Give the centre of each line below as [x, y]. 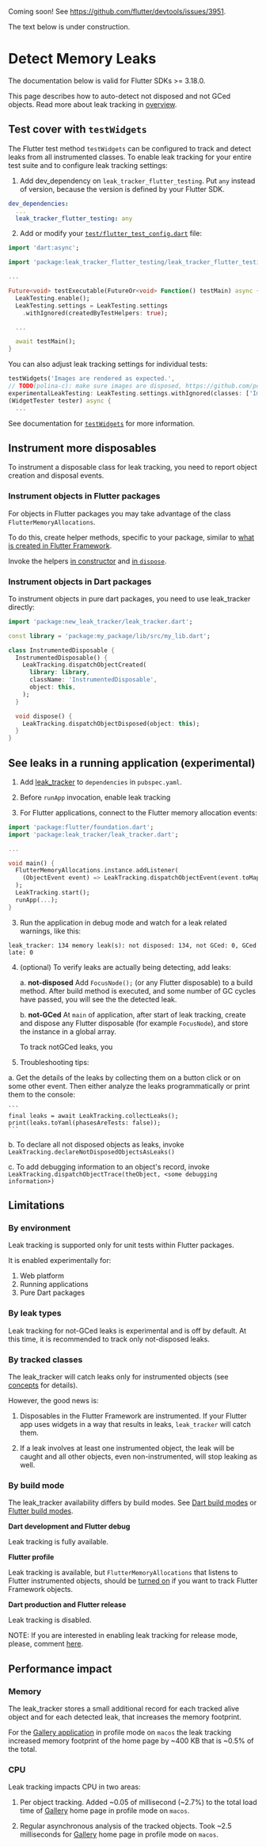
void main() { [32, 863]
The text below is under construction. [69, 27]
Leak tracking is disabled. [50, 1620]
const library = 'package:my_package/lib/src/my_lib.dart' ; [110, 636]
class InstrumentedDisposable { [61, 650]
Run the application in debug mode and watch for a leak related [123, 922]
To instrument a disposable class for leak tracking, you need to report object [133, 467]
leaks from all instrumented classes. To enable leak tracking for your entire [130, 157]
